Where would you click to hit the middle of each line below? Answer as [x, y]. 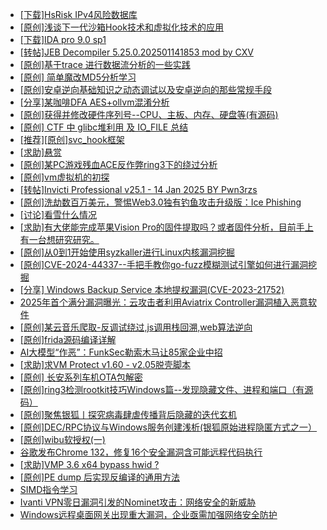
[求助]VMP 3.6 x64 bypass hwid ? [89, 464]
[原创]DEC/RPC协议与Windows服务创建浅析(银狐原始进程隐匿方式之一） [168, 427]
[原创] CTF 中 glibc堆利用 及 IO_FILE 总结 [104, 127]
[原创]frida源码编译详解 [68, 339]
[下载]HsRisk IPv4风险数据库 [78, 14]
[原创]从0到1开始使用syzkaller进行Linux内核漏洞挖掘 [127, 252]
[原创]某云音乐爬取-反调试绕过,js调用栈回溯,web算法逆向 [136, 327]
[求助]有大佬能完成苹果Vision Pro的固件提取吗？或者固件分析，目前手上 [166, 227]
